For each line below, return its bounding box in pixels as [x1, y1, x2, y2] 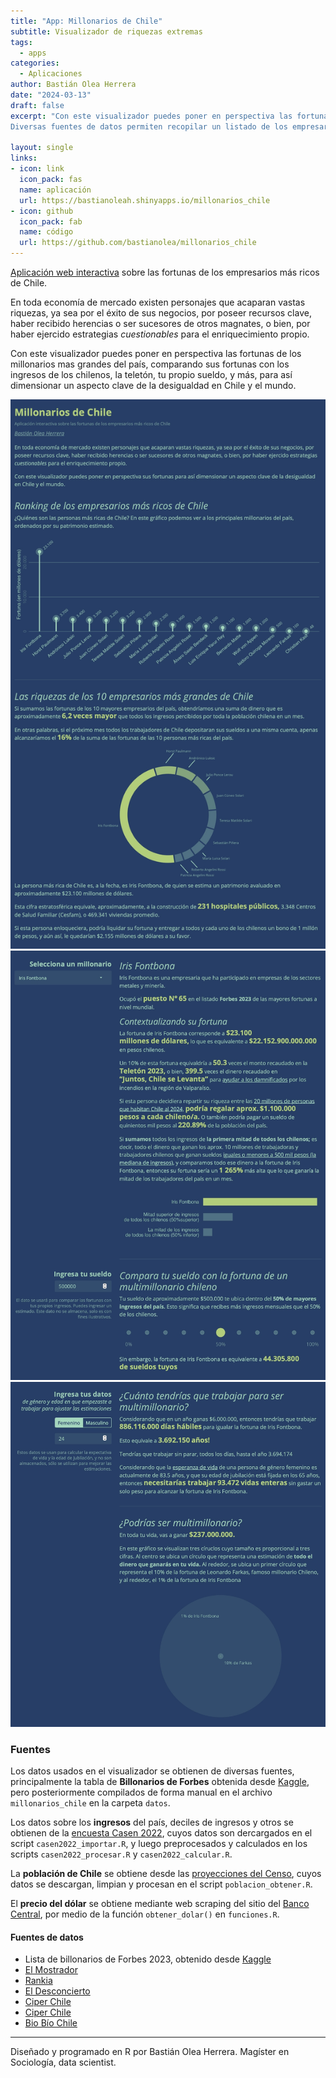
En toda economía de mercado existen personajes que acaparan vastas [10, 296, 306, 308]
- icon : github [10, 206, 74, 216]
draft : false [10, 100, 65, 110]
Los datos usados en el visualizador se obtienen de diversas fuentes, [10, 1765, 295, 1777]
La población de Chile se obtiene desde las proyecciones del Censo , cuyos [10, 1868, 322, 1880]
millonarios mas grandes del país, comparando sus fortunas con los [10, 358, 290, 370]
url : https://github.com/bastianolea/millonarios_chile [19, 238, 257, 248]
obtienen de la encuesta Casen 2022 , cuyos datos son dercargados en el [10, 1827, 313, 1839]
